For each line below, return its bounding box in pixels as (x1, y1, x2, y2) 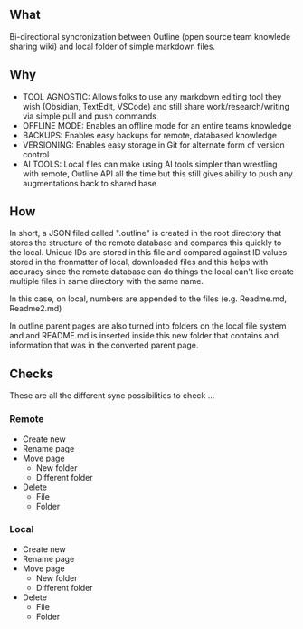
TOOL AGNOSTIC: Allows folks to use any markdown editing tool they (22, 91, 282, 102)
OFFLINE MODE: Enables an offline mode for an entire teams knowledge (22, 119, 292, 130)
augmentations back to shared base (22, 177, 157, 188)
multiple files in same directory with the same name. (9, 276, 204, 287)
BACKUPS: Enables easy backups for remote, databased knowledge (22, 129, 278, 140)
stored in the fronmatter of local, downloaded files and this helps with (9, 257, 269, 268)
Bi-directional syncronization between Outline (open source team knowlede (9, 31, 291, 42)
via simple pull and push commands (22, 110, 156, 121)
